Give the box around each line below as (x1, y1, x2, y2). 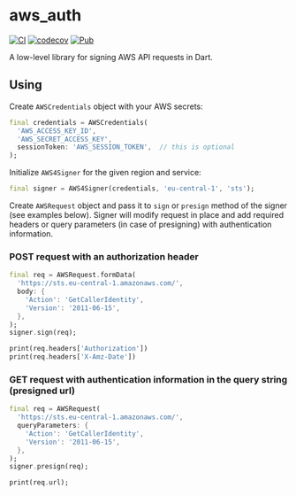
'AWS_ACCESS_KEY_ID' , (17, 126, 97, 136)
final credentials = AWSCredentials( (9, 118, 148, 127)
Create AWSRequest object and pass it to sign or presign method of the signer (9, 200, 288, 211)
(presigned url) (9, 384, 75, 397)
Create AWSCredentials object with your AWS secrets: (9, 101, 203, 112)
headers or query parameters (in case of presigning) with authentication (9, 219, 272, 229)
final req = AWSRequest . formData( (9, 271, 137, 280)
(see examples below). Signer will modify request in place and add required (9, 210, 285, 220)
